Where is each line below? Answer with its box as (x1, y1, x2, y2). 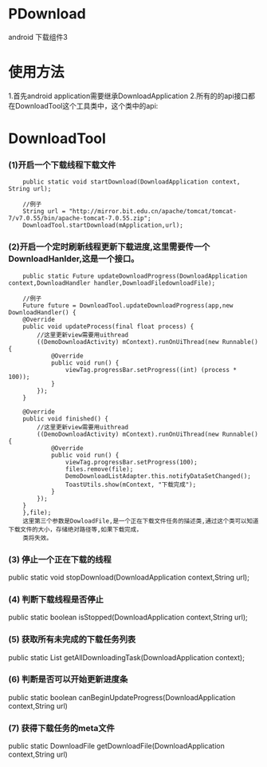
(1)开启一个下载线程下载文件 (8, 159, 116, 170)
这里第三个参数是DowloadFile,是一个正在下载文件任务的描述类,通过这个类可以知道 (22, 516, 259, 525)
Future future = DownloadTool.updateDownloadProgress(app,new (22, 301, 234, 310)
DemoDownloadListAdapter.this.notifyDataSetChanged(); (65, 472, 251, 480)
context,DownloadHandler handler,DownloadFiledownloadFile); (8, 279, 216, 287)
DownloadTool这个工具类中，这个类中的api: (14, 101, 159, 110)
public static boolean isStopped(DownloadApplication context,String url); (8, 612, 249, 623)
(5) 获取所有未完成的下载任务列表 (8, 634, 136, 645)
